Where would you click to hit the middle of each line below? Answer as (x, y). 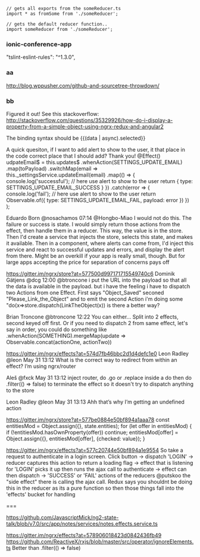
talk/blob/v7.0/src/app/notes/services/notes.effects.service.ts (82, 524)
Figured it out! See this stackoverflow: (53, 114)
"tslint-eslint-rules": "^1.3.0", (41, 57)
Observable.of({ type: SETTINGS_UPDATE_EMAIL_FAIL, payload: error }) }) (98, 200)
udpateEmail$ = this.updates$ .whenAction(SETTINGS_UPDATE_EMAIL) (94, 162)
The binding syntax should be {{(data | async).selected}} (76, 138)
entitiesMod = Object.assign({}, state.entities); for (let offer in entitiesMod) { (99, 426)
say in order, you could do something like (57, 329)
